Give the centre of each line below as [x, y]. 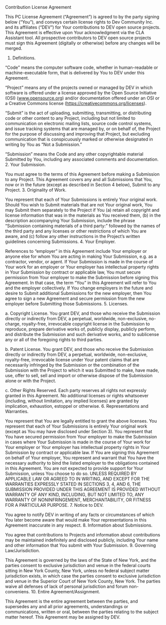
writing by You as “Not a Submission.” [44, 144]
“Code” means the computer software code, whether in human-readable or [82, 67]
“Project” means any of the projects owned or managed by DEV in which [79, 88]
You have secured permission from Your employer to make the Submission [81, 437]
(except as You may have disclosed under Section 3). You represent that [79, 432]
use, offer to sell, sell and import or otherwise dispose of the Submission [79, 375]
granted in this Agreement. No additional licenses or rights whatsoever [77, 396]
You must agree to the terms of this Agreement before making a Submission [82, 174]
